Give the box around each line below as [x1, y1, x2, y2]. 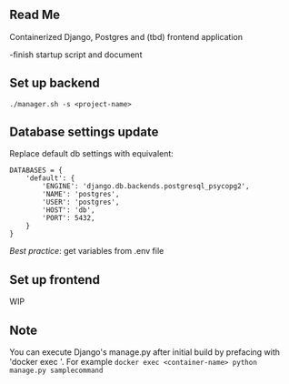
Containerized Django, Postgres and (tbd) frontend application [9, 31, 244, 42]
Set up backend [9, 76, 100, 91]
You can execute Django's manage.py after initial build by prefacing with [9, 347, 280, 358]
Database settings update [9, 125, 159, 140]
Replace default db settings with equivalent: [9, 148, 174, 159]
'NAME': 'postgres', [42, 190, 120, 199]
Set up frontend [9, 272, 100, 288]
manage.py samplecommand [9, 366, 104, 376]
